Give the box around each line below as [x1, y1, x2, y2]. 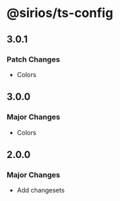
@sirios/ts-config [6, 5, 114, 21]
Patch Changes [6, 54, 61, 64]
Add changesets [16, 186, 65, 195]
